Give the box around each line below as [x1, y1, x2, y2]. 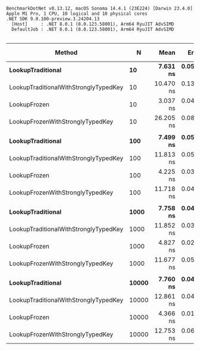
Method [55, 48, 78, 57]
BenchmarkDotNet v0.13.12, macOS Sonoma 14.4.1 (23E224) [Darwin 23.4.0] [6, 5, 193, 11]
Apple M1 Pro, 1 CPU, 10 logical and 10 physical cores [6, 11, 148, 17]
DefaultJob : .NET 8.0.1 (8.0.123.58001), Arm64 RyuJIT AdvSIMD [11, 26, 174, 32]
